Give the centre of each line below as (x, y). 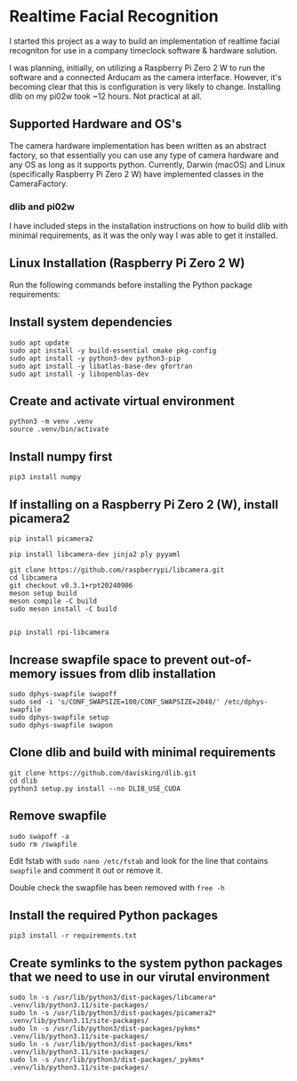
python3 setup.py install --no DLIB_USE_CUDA (95, 788)
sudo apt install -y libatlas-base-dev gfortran (101, 366)
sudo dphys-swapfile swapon (61, 725)
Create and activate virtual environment (122, 401)
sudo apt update (39, 343)
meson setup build (43, 594)
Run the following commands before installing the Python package (131, 284)
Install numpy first (61, 456)
